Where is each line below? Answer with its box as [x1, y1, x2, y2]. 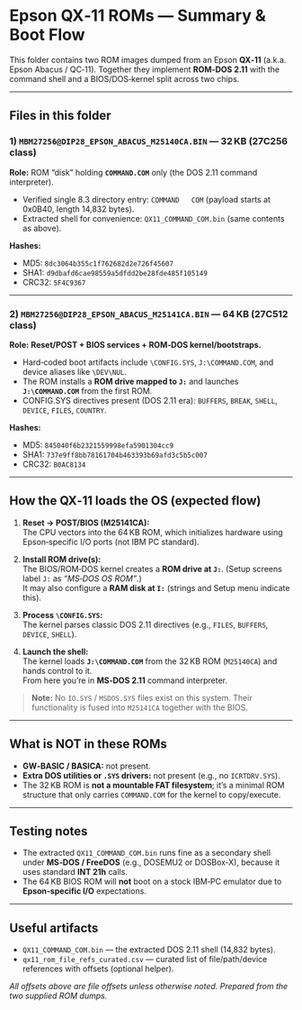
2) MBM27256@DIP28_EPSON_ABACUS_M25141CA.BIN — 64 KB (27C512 [9, 307, 289, 320]
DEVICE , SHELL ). [22, 628, 77, 640]
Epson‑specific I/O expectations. [22, 886, 147, 896]
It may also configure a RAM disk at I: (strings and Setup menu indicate [22, 582, 290, 593]
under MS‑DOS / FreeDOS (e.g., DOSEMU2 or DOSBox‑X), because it [22, 857, 280, 868]
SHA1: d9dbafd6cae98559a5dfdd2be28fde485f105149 [22, 267, 209, 278]
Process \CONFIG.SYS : [22, 609, 103, 620]
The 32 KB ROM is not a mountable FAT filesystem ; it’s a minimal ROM [22, 779, 285, 790]
